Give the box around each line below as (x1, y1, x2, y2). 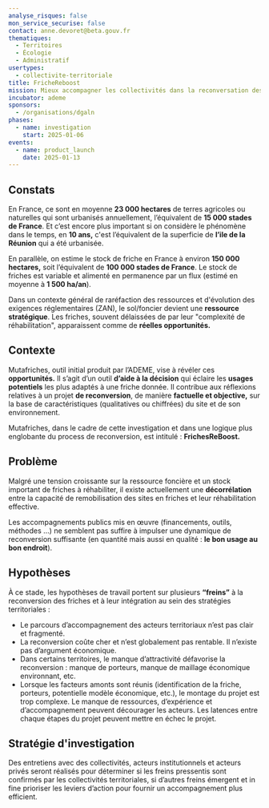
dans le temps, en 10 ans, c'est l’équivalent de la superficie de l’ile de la (8, 230, 246, 240)
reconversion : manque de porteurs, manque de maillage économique (19, 662, 251, 672)
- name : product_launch (15, 146, 94, 154)
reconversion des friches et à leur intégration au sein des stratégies (8, 596, 231, 605)
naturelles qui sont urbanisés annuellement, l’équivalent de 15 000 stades (8, 213, 252, 223)
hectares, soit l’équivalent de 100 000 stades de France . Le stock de (8, 262, 238, 273)
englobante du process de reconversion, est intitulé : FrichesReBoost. (8, 431, 240, 441)
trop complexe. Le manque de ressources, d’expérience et (19, 697, 213, 706)
